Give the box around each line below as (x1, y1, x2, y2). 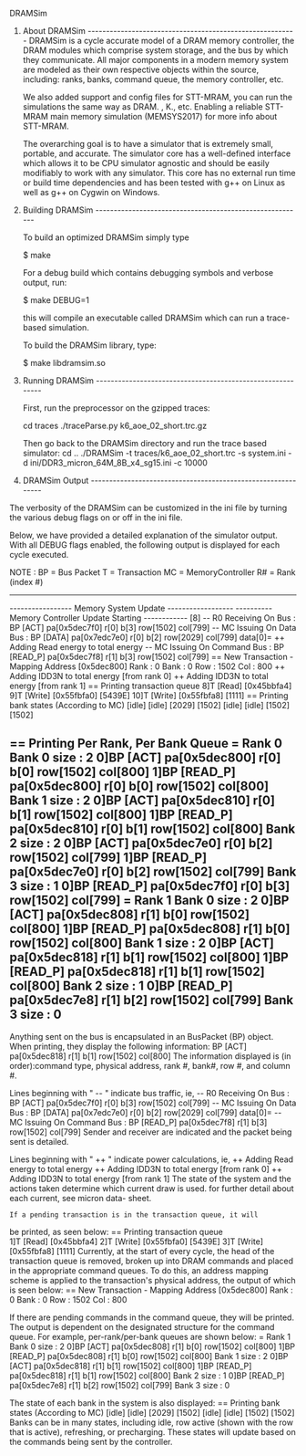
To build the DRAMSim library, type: (22, 340, 157, 351)
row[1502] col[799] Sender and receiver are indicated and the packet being (9, 1126, 292, 1137)
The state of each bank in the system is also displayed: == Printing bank (9, 1397, 280, 1409)
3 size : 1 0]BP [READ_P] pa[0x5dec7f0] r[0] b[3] (9, 878, 291, 894)
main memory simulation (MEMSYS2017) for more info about (49, 111, 278, 121)
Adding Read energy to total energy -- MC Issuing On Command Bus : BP (9, 642, 285, 652)
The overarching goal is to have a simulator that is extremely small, (22, 139, 274, 149)
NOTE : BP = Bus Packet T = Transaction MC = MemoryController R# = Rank (9, 567, 296, 578)
